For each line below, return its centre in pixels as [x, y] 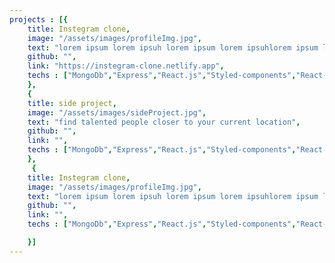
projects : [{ [39, 19]
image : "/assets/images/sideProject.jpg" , [117, 112]
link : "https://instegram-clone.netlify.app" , [126, 66]
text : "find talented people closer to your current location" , [164, 122]
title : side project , [72, 103]
